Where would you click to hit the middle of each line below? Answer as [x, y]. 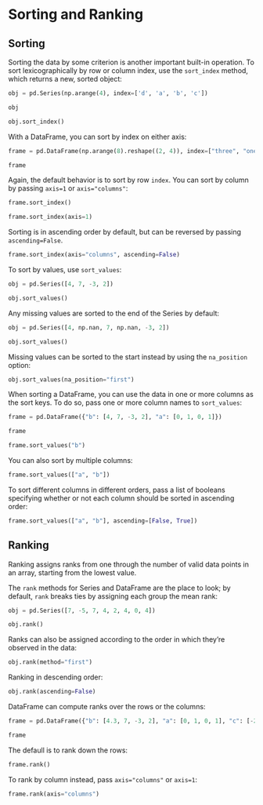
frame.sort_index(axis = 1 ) [50, 217]
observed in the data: [42, 648]
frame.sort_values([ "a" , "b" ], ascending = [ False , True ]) [103, 521]
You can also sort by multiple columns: [70, 460]
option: [20, 365]
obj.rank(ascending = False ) [52, 692]
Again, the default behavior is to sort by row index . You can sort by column [128, 180]
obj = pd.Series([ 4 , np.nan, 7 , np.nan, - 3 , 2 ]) [89, 327]
